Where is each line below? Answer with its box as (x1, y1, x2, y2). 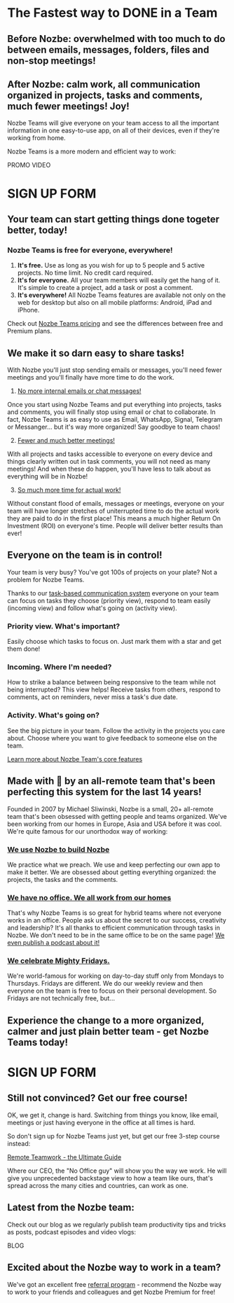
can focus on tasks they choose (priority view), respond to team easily (7, 596, 211, 605)
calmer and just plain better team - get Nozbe (7, 1025, 209, 1037)
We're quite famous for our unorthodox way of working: (7, 827, 168, 835)
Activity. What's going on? (7, 710, 100, 720)
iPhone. (17, 306, 40, 315)
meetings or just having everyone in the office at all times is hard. (7, 1118, 195, 1126)
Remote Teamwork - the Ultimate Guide (7, 1152, 122, 1161)
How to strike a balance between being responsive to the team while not (7, 678, 216, 687)
